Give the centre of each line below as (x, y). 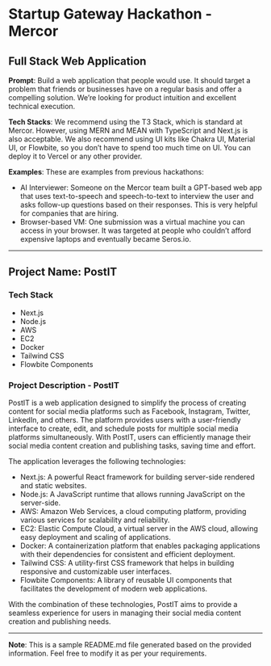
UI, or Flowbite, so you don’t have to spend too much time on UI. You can (130, 148)
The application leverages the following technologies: (97, 461)
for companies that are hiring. (69, 213)
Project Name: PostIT (63, 272)
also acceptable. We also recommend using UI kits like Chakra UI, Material (132, 139)
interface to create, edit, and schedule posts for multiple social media (123, 428)
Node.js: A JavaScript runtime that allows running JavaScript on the (133, 494)
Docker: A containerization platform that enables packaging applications (140, 546)
